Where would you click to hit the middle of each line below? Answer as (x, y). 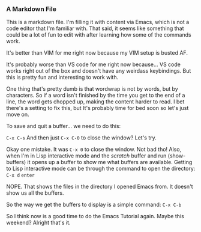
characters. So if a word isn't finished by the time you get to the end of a (96, 96)
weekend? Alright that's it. (38, 223)
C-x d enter (20, 176)
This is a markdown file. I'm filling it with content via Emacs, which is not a (98, 22)
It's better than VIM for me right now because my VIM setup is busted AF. (97, 53)
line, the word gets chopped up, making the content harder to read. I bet (95, 102)
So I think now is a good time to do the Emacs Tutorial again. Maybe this (95, 216)
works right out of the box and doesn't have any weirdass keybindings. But (99, 71)
